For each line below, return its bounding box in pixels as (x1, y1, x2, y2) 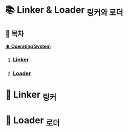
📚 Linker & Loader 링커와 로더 (5, 4, 123, 17)
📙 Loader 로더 (5, 114, 60, 128)
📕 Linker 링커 (5, 89, 57, 102)
